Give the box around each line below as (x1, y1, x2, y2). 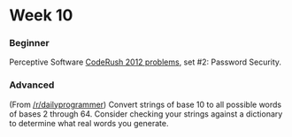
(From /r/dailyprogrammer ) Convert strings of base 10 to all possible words (9, 99, 281, 110)
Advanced (9, 79, 55, 91)
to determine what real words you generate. (9, 118, 169, 128)
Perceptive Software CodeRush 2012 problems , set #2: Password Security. (9, 57, 281, 67)
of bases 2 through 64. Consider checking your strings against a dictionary (9, 108, 283, 119)
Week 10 (9, 5, 73, 26)
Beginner (9, 37, 50, 49)
